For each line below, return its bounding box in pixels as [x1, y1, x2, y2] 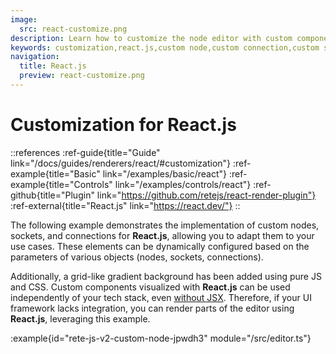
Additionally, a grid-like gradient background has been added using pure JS [10, 270, 322, 282]
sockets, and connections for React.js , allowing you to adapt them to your [10, 229, 315, 241]
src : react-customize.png [19, 24, 128, 34]
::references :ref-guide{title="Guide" [10, 146, 161, 158]
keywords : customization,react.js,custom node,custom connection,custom [10, 42, 320, 53]
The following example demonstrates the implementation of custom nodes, [10, 219, 320, 231]
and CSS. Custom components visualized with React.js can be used [10, 281, 291, 293]
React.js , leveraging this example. [10, 312, 151, 325]
